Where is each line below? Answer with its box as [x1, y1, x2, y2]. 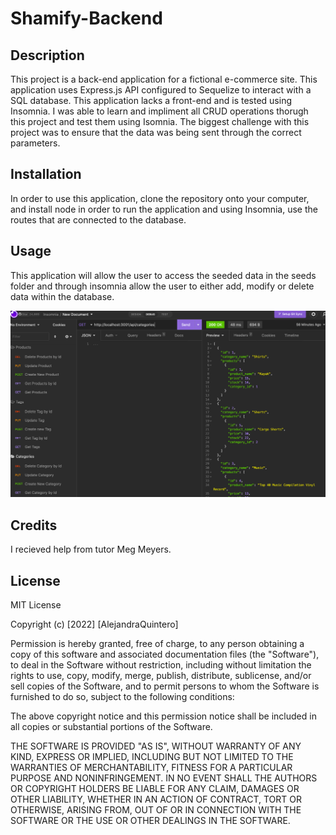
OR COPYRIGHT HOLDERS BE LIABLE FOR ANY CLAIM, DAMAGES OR [10, 783, 300, 794]
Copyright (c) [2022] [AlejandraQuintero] [10, 618, 179, 630]
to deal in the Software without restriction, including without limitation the [10, 659, 312, 671]
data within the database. [10, 290, 115, 302]
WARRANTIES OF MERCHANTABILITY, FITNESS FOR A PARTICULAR [10, 762, 293, 773]
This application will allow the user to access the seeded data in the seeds [10, 269, 317, 281]
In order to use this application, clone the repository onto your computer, [10, 192, 310, 204]
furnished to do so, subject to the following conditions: [10, 691, 235, 702]
